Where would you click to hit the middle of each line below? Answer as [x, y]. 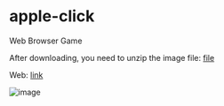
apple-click [52, 16]
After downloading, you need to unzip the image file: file [112, 57]
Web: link [26, 75]
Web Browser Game [46, 41]
